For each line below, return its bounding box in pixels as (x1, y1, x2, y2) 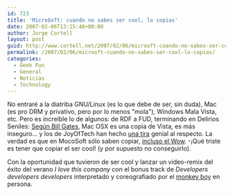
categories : (7, 56, 42, 62)
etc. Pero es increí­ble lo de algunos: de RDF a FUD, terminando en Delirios (7, 115, 220, 124)
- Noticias (13, 74, 45, 82)
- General (13, 68, 42, 75)
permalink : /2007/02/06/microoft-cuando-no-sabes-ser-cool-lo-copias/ (7, 49, 216, 56)
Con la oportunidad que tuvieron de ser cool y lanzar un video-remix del (7, 158, 214, 167)
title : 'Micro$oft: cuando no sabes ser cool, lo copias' (7, 17, 178, 24)
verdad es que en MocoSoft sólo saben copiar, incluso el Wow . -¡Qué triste (7, 137, 221, 146)
